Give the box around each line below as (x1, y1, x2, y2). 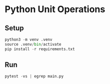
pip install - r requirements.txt (5, 47, 75, 52)
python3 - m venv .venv (5, 37, 52, 42)
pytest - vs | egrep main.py (5, 74, 64, 79)
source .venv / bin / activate (5, 41, 62, 47)
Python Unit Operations (5, 4, 105, 15)
